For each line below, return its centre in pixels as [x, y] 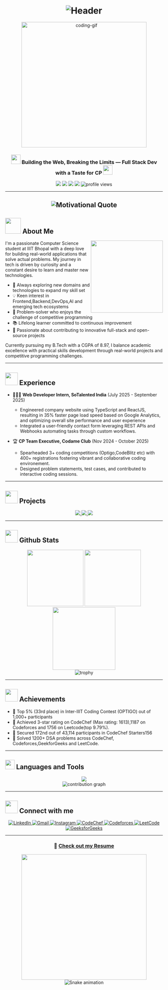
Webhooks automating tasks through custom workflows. [78, 431]
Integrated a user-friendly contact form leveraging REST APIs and [87, 426]
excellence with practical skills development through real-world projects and [84, 351]
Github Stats [39, 540]
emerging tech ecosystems [40, 307]
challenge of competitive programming [52, 317]
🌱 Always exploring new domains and [51, 285]
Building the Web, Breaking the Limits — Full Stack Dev [89, 162]
